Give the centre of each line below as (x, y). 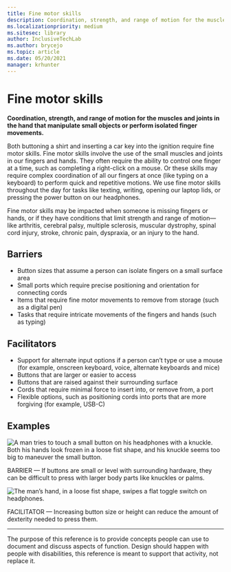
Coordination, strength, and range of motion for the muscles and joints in (113, 118)
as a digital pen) (40, 307)
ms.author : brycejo (35, 45)
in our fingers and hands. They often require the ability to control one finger (114, 161)
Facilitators (32, 344)
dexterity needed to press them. (53, 519)
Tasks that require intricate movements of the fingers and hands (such (117, 315)
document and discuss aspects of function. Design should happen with (108, 546)
